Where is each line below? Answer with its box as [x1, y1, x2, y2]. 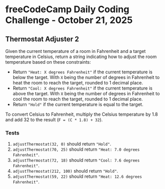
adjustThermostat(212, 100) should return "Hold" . [12, 168, 119, 174]
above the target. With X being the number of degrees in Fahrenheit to [12, 91, 160, 96]
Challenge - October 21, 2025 [5, 14, 133, 26]
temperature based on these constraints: [5, 59, 91, 65]
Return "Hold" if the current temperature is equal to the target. [12, 101, 144, 107]
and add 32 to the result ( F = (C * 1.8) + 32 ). [5, 117, 103, 123]
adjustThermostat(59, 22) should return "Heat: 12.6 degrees [12, 173, 142, 179]
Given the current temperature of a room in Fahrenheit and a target [5, 48, 146, 54]
